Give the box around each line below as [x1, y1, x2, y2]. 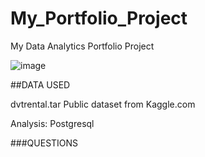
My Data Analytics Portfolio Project [10, 40, 155, 52]
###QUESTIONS [10, 137, 79, 149]
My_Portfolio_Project [10, 7, 188, 30]
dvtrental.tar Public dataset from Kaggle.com [10, 98, 196, 110]
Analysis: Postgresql [10, 117, 95, 129]
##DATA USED [10, 78, 71, 91]
